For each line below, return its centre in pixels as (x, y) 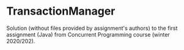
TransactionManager (61, 11)
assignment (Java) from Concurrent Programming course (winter (88, 34)
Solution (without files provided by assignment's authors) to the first (92, 28)
